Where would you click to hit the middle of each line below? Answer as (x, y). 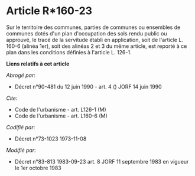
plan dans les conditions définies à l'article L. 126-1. (69, 52)
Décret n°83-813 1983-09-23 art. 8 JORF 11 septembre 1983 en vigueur (102, 161)
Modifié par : (21, 150)
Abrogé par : (21, 75)
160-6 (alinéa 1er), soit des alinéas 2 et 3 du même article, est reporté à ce (97, 46)
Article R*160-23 (49, 11)
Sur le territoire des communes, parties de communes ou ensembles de (93, 27)
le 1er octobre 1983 (38, 168)
